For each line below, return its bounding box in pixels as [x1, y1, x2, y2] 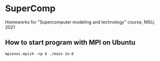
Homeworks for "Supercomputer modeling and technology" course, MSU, [5, 19, 156, 25]
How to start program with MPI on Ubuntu [5, 39, 136, 47]
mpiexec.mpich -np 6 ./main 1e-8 [5, 51, 74, 56]
